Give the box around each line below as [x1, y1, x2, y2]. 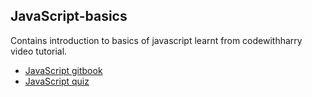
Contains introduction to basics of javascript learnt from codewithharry [10, 34, 303, 46]
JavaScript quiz [24, 75, 90, 87]
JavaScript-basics [10, 8, 128, 25]
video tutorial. [10, 45, 68, 57]
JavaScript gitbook [24, 64, 103, 76]
